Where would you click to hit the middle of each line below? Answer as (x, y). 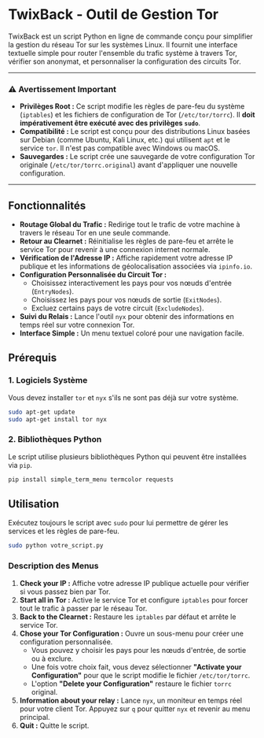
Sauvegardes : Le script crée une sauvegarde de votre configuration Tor (137, 157)
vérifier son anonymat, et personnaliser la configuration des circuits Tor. (125, 61)
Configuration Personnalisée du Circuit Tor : (93, 275)
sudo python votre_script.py (56, 546)
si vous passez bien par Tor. (65, 592)
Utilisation (34, 504)
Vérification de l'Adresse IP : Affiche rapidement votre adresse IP (126, 258)
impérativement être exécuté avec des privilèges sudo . (110, 123)
